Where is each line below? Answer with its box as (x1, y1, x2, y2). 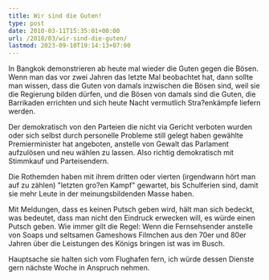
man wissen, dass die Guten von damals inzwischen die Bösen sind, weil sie (8, 81, 260, 91)
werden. (8, 106, 36, 117)
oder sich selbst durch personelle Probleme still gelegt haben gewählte (8, 130, 243, 141)
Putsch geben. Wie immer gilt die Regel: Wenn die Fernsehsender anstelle (8, 222, 253, 232)
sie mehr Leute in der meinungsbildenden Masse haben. (8, 189, 194, 199)
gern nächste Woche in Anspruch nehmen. (8, 263, 150, 273)
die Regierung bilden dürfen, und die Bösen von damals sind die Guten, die (8, 89, 256, 99)
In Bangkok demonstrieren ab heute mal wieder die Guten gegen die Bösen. (8, 64, 259, 73)
